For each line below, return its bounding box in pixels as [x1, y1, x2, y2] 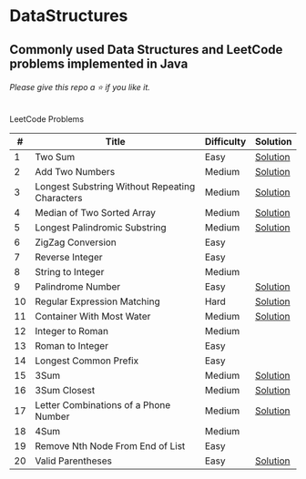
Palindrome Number [35, 280, 121, 292]
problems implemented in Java [9, 56, 189, 71]
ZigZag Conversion [35, 236, 117, 249]
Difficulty [204, 135, 247, 148]
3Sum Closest [35, 383, 96, 396]
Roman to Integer [35, 339, 109, 352]
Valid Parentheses [35, 454, 112, 467]
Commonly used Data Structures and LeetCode [9, 42, 283, 57]
